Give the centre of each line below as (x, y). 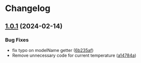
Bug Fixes (17, 40)
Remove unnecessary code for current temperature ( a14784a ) (74, 55)
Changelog (28, 8)
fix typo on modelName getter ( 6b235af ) (53, 50)
